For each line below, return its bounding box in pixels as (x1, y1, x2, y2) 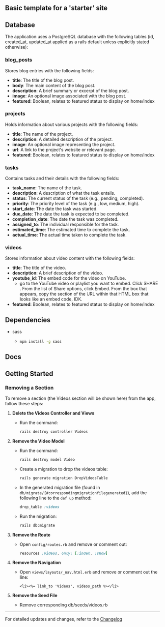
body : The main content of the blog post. (12, 82, 96, 88)
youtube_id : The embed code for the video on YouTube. (12, 275, 126, 281)
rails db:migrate (19, 523, 55, 528)
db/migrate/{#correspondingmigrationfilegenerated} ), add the (19, 489, 147, 496)
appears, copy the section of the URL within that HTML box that (19, 291, 149, 297)
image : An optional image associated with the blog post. (12, 93, 127, 99)
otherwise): (5, 44, 28, 50)
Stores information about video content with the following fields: (5, 255, 135, 261)
